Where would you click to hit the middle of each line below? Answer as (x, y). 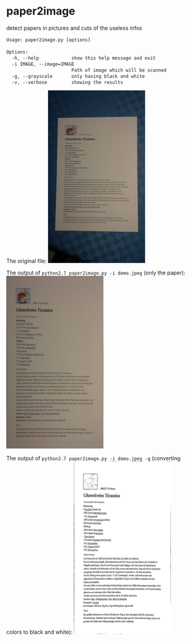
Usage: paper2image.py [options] (49, 40)
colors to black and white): (39, 632)
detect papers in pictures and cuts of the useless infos (74, 28)
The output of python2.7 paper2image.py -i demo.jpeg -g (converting (93, 458)
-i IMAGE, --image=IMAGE (43, 64)
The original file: (27, 261)
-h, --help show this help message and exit (84, 58)
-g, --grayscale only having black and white (79, 76)
